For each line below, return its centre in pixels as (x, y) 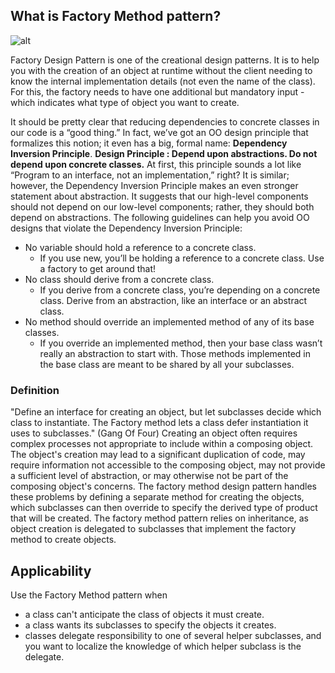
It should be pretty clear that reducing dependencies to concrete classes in (165, 121)
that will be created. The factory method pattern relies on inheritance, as (159, 518)
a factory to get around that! (98, 268)
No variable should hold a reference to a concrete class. (140, 247)
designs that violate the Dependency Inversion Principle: (126, 228)
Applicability (51, 570)
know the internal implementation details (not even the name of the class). (163, 81)
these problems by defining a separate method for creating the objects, (157, 497)
